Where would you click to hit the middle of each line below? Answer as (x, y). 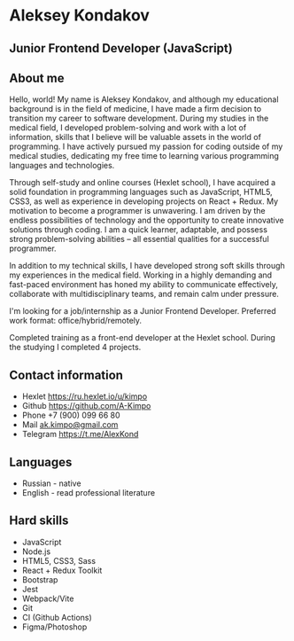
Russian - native (51, 483)
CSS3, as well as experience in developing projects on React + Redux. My (144, 201)
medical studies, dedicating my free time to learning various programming (144, 156)
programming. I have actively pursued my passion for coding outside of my (146, 146)
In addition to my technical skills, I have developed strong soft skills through (147, 266)
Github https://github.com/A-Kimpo (86, 406)
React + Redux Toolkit (62, 570)
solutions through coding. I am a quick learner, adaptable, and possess (139, 230)
